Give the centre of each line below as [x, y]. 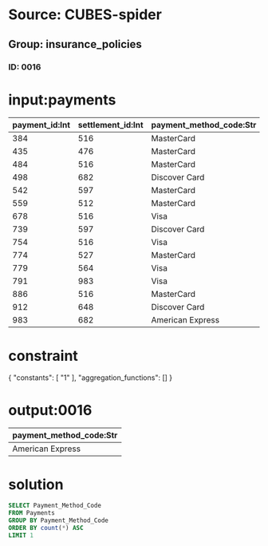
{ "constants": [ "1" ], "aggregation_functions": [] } [91, 378]
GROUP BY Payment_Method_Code [59, 520]
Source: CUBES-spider [85, 15]
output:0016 [50, 410]
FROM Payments [32, 513]
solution [36, 484]
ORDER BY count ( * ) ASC [46, 528]
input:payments [62, 99]
